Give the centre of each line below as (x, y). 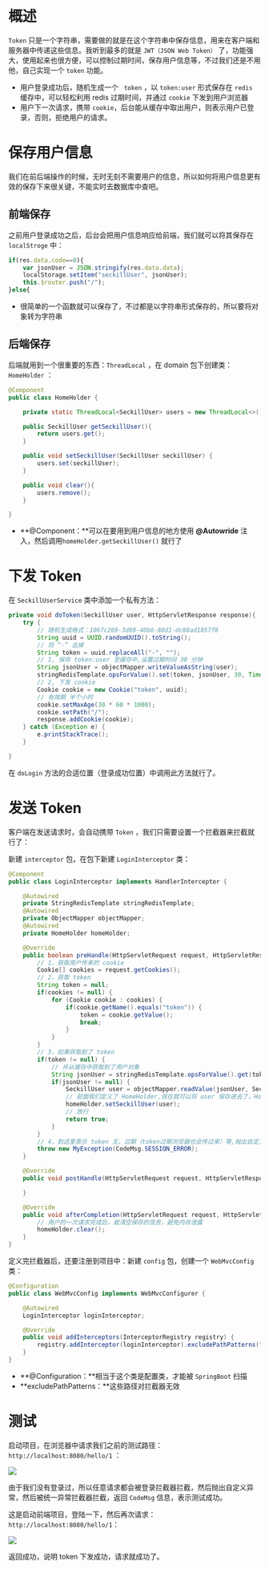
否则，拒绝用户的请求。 (73, 117)
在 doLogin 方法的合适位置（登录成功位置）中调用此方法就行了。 (114, 772)
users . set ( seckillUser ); (78, 463)
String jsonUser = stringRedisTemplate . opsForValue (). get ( (151, 1074)
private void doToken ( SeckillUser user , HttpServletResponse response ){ (132, 615)
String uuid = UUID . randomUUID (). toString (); (114, 637)
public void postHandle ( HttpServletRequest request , (112, 1179)
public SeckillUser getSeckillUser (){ (87, 427)
